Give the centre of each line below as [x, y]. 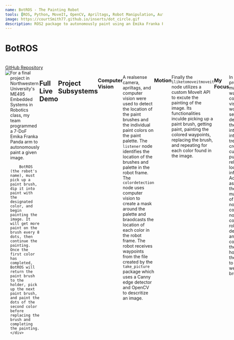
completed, [21, 263]
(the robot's [24, 171]
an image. [133, 298]
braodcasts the [138, 220]
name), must [22, 176]
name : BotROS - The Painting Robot [42, 10]
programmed [23, 126]
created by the [137, 262]
